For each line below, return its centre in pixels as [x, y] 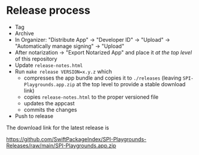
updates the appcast [49, 103]
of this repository [36, 59]
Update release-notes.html [49, 65]
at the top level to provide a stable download [131, 84]
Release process [48, 10]
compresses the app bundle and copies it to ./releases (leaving [102, 78]
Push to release [34, 116]
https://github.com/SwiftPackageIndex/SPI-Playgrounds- [76, 139]
